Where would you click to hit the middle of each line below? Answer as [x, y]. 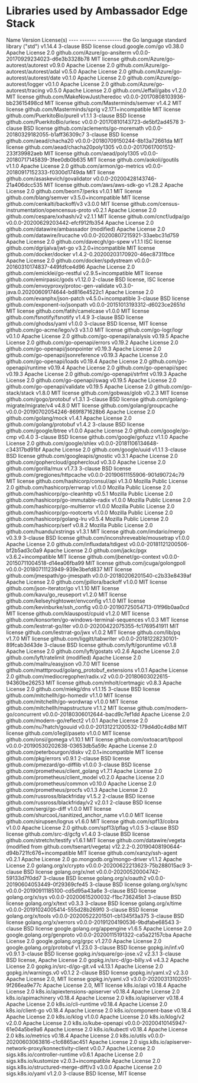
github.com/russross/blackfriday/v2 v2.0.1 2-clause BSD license [84, 802]
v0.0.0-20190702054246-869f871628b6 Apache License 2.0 [81, 412]
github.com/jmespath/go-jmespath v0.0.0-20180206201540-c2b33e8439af [99, 575]
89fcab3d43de [25, 645]
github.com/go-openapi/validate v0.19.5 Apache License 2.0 [79, 386]
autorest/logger [25, 84]
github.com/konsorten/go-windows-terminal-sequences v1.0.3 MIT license [98, 619]
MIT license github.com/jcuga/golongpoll [136, 563]
